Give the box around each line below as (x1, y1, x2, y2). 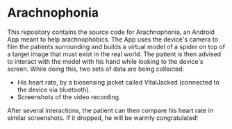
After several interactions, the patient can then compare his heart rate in (7, 106, 214, 114)
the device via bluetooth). (17, 85, 91, 94)
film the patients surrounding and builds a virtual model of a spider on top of (7, 42, 226, 51)
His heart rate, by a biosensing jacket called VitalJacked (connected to (17, 78, 220, 86)
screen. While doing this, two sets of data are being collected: (7, 64, 185, 73)
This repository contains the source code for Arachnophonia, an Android (7, 28, 215, 36)
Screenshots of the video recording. (17, 92, 121, 101)
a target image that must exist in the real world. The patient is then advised (7, 50, 222, 58)
